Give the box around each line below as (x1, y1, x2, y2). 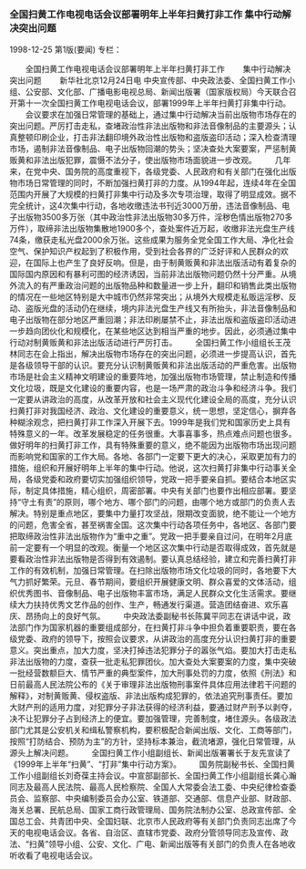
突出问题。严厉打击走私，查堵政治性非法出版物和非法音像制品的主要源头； (9, 120, 289, 131)
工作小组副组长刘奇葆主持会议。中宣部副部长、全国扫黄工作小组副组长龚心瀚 (9, 771, 297, 781)
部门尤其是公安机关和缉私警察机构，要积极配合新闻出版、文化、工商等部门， (9, 725, 297, 736)
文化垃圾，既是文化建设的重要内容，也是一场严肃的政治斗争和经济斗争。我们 (9, 383, 297, 394)
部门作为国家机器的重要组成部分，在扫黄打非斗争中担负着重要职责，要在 (16, 622, 289, 633)
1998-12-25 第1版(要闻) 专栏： (9, 44, 122, 56)
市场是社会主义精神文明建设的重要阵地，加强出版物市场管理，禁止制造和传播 (9, 371, 297, 382)
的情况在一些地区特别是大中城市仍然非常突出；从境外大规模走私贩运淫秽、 (9, 292, 289, 303)
